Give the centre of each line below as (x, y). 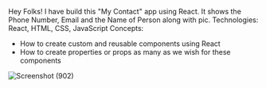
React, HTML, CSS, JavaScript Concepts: (76, 28)
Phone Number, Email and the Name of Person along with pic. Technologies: (133, 20)
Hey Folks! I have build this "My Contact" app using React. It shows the (125, 11)
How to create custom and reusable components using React (120, 44)
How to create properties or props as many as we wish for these (125, 52)
